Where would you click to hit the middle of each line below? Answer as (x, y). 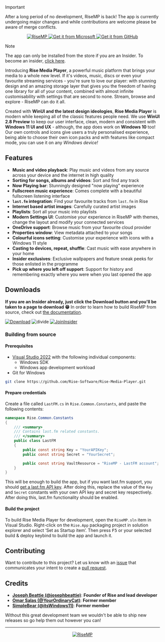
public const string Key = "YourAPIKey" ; (66, 450)
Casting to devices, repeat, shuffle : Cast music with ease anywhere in (84, 248)
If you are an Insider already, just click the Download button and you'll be (81, 301)
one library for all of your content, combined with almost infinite (69, 91)
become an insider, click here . (36, 61)
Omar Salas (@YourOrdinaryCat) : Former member (64, 600)
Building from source (31, 334)
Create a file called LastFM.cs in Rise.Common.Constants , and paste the (76, 404)
